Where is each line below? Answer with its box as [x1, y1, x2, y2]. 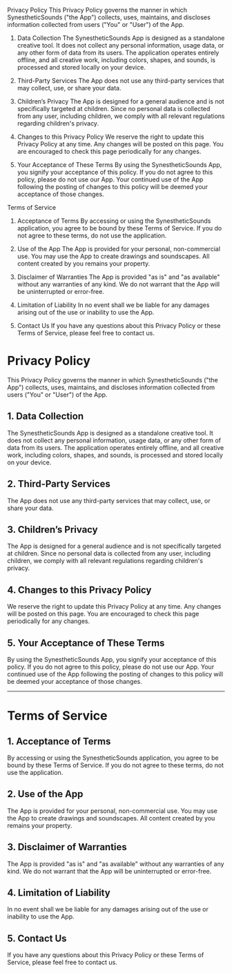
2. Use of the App [7, 788, 84, 800]
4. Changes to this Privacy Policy [7, 584, 152, 596]
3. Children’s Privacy [7, 524, 98, 535]
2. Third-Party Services [7, 478, 110, 490]
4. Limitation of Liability [7, 887, 110, 899]
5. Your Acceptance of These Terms [7, 637, 165, 649]
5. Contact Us [7, 932, 67, 944]
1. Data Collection [7, 411, 84, 422]
